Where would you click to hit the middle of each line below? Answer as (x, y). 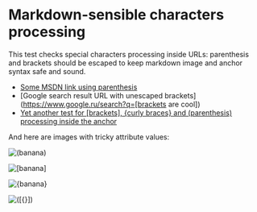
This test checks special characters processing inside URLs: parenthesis (129, 54)
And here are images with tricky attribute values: (89, 137)
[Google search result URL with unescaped (91, 95)
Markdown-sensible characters (116, 15)
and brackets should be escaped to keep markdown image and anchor (126, 63)
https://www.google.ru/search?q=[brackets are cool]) (112, 104)
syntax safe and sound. (47, 71)
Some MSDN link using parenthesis (79, 87)
